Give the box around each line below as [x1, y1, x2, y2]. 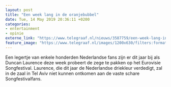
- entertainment [5, 26, 40, 31]
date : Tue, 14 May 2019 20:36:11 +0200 [5, 17, 90, 22]
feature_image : [5, 40, 38, 46]
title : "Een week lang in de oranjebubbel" [5, 12, 99, 17]
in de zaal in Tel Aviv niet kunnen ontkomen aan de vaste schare [5, 70, 140, 76]
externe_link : [5, 36, 36, 41]
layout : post [5, 7, 33, 13]
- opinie [5, 31, 24, 36]
